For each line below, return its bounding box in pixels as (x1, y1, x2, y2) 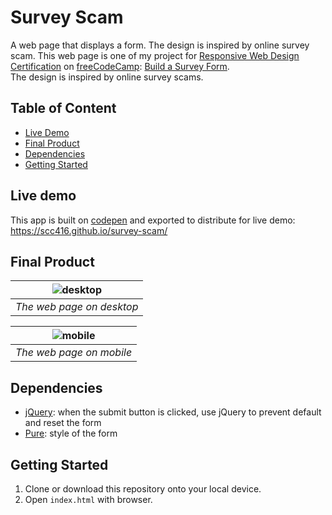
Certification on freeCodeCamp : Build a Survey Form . (10, 60, 230, 72)
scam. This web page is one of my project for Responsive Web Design (10, 49, 300, 61)
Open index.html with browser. (24, 494, 153, 505)
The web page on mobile (15, 346, 133, 360)
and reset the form (24, 417, 102, 429)
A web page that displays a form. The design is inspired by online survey (10, 39, 310, 51)
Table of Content (10, 100, 117, 117)
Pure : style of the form (24, 427, 118, 440)
